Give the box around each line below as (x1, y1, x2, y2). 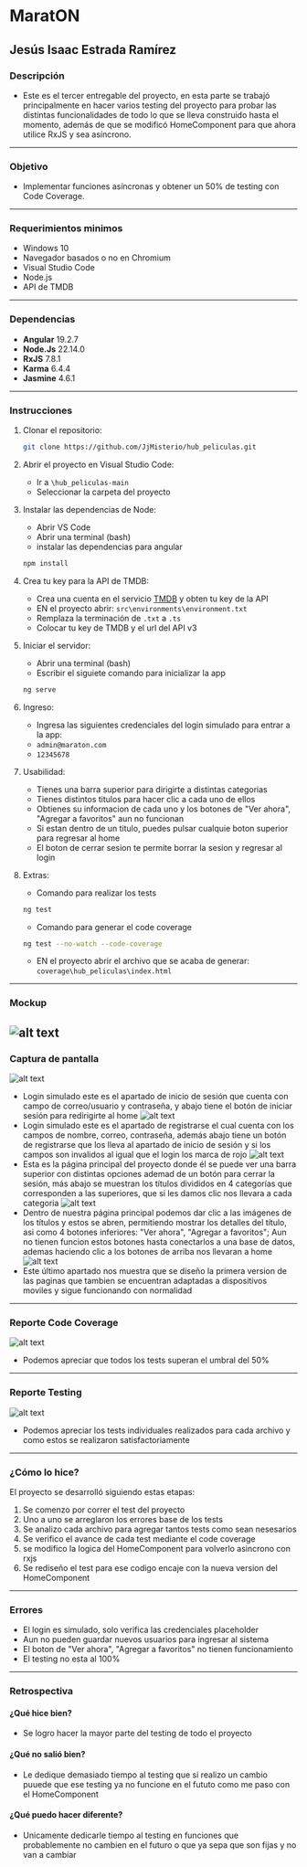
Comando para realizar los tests (36, 887, 157, 898)
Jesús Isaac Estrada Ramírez (9, 42, 176, 58)
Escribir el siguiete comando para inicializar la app (36, 667, 227, 678)
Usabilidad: (22, 766, 66, 777)
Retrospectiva (9, 1685, 73, 1698)
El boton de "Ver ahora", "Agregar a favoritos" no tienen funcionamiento (22, 1644, 294, 1655)
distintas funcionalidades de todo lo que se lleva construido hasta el (22, 109, 280, 120)
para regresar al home (36, 833, 121, 843)
